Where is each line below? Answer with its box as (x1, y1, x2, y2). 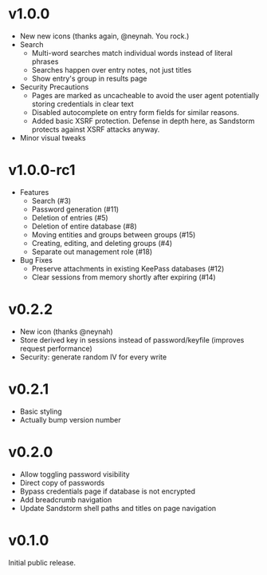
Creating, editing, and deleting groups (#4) (31, 238, 173, 248)
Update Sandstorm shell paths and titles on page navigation (19, 503, 217, 513)
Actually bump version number (19, 414, 121, 424)
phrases (31, 57, 59, 66)
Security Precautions (19, 81, 89, 92)
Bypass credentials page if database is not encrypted (19, 486, 196, 496)
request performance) (19, 343, 93, 353)
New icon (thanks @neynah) (19, 327, 113, 336)
